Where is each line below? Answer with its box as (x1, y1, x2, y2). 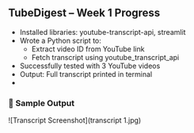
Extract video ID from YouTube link (31, 44, 145, 54)
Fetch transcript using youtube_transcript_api (31, 52, 180, 62)
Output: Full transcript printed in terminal (19, 69, 153, 78)
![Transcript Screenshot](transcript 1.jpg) (8, 116, 142, 125)
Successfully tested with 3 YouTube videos (19, 61, 161, 70)
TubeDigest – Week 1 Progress (8, 6, 161, 20)
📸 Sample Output (8, 97, 75, 108)
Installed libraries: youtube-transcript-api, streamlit (19, 27, 186, 36)
